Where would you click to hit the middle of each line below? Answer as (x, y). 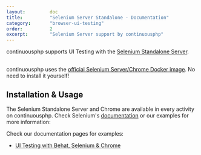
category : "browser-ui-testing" (55, 23)
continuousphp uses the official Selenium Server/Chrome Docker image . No (101, 69)
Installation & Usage (45, 94)
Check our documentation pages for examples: (65, 134)
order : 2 (29, 29)
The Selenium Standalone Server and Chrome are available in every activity (100, 109)
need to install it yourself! (38, 76)
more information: (28, 122)
